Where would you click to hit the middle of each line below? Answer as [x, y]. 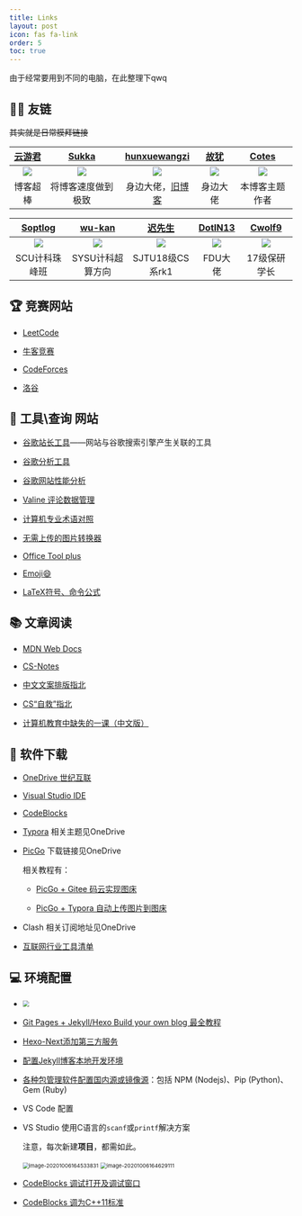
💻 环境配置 [40, 977]
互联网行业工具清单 [58, 947]
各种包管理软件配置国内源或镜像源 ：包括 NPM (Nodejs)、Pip [134, 1080]
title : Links [34, 18]
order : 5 [26, 43]
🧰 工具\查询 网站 [54, 419]
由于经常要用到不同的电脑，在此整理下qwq [89, 78]
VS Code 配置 [48, 1108]
